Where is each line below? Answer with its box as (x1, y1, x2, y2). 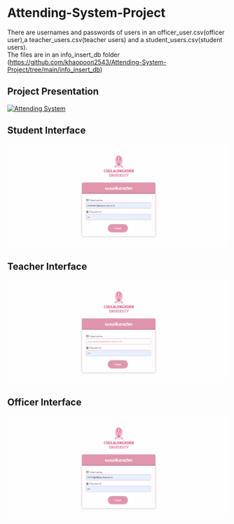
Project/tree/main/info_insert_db (7, 65, 100, 74)
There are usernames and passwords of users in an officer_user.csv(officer (7, 28, 225, 36)
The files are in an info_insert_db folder (7, 50, 121, 59)
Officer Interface (7, 397, 82, 408)
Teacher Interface (7, 261, 88, 273)
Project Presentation (7, 85, 99, 97)
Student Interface (7, 125, 86, 137)
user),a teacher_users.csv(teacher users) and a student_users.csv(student (7, 35, 223, 43)
